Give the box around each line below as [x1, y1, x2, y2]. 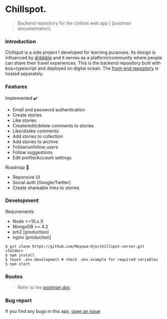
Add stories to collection [12, 133, 63, 139]
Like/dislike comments [12, 128, 59, 134]
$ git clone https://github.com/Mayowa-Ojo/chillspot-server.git [5, 244, 144, 249]
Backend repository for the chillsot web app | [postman [17, 20, 132, 26]
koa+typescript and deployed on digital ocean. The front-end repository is [5, 65, 159, 71]
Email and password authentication [12, 106, 85, 112]
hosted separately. [5, 71, 44, 77]
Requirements [5, 208, 34, 214]
